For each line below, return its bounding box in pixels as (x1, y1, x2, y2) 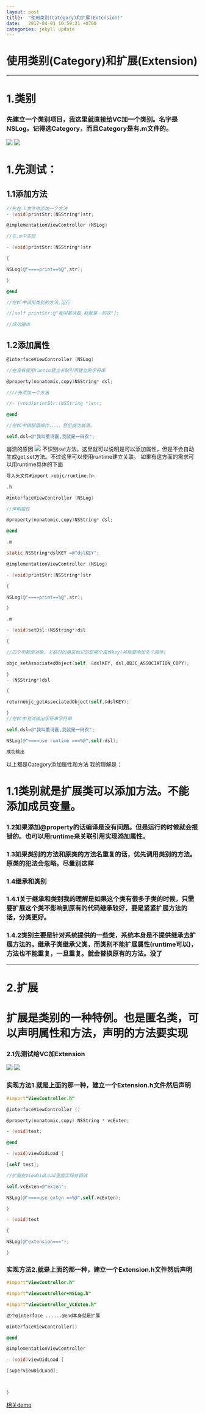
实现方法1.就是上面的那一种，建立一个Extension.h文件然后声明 (6, 1081, 191, 1090)
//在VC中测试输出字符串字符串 (6, 716, 72, 722)
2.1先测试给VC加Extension (6, 1050, 85, 1059)
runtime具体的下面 (16, 461, 63, 468)
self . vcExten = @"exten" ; (6, 1183, 67, 1190)
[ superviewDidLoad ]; (6, 1368, 59, 1374)
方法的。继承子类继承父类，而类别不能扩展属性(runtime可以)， (12, 940, 197, 949)
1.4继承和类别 (6, 877, 47, 886)
